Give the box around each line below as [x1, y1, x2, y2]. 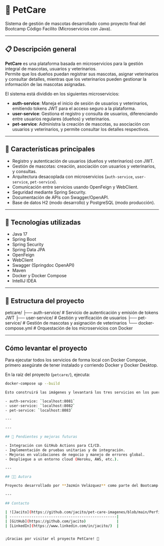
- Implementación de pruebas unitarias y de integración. [5, 447, 125, 453]
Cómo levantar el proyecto [5, 344, 87, 352]
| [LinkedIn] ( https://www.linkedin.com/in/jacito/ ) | [5, 523, 119, 528]
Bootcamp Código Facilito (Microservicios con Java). [5, 25, 112, 31]
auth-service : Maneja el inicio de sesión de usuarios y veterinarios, [12, 100, 148, 106]
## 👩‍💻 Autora [5, 474, 32, 480]
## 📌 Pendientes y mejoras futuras [5, 435, 78, 439]
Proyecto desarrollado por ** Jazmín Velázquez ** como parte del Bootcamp [5, 483, 159, 488]
